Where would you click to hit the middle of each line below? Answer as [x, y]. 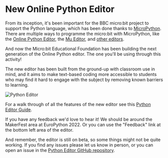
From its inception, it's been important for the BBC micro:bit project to [77, 23]
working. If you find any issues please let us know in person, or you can [79, 145]
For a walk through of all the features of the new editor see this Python [78, 104]
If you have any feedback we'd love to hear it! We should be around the [79, 119]
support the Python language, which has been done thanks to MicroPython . [83, 28]
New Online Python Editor [60, 9]
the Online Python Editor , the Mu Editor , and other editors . [65, 39]
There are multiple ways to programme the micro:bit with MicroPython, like [82, 33]
